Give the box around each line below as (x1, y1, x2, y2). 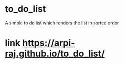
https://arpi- (22, 37, 75, 49)
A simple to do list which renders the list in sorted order (5, 20, 119, 26)
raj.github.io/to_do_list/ (5, 48, 105, 59)
